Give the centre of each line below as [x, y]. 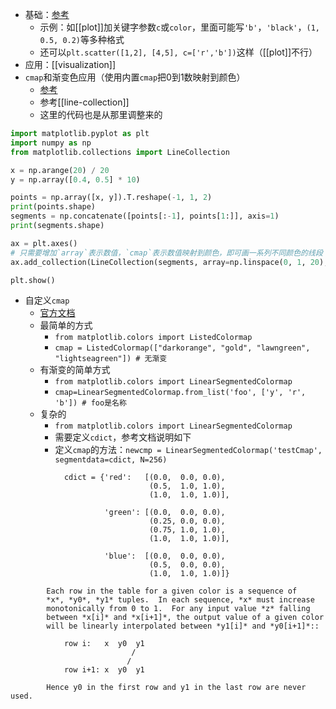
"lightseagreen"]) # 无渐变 [111, 359]
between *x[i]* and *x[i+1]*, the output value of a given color [185, 618]
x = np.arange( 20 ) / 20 [60, 170]
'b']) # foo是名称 [90, 403]
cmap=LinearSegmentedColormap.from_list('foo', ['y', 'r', [180, 393]
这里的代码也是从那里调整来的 [101, 114]
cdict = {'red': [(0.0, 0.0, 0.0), [144, 478]
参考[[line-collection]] [84, 102]
